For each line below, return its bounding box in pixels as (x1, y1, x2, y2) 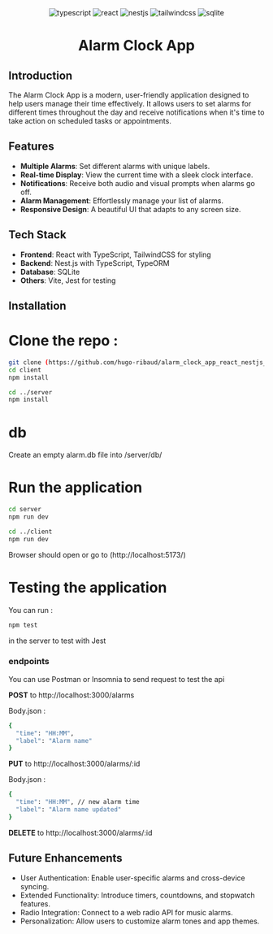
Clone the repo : (8, 332, 119, 350)
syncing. (19, 881, 50, 891)
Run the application (8, 479, 143, 497)
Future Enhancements (8, 851, 123, 865)
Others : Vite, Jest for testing (19, 276, 116, 285)
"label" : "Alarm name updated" (15, 806, 122, 814)
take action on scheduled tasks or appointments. (8, 116, 172, 125)
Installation (8, 299, 67, 313)
